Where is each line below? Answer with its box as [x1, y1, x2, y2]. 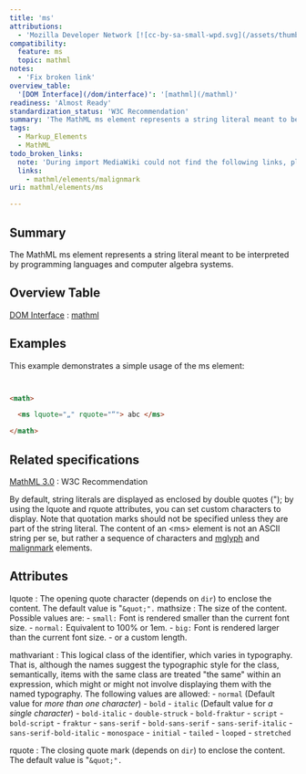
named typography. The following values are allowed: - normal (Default [9, 688, 275, 699]
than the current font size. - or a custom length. [9, 632, 188, 643]
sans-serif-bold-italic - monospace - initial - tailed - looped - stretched [9, 727, 291, 737]
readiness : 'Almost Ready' [9, 98, 112, 108]
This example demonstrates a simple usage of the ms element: [9, 360, 245, 371]
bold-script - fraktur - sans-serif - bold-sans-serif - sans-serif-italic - [9, 717, 293, 728]
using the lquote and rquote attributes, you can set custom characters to [9, 504, 281, 514]
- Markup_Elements [17, 132, 88, 141]
